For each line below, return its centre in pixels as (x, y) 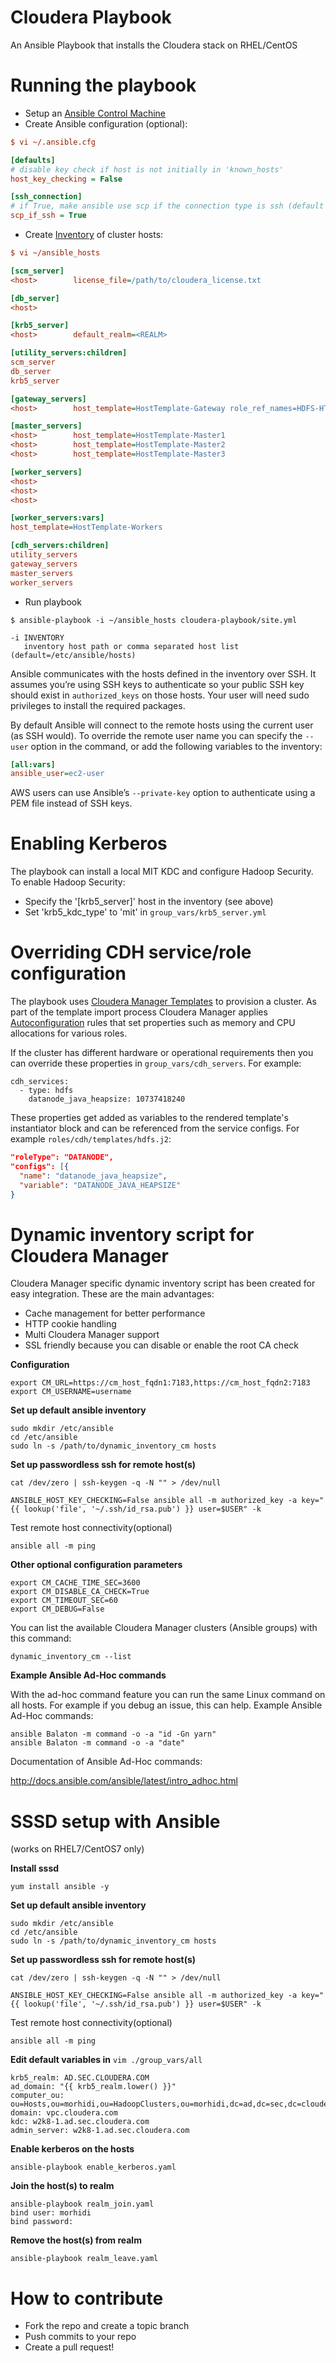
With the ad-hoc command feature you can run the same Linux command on (168, 1695)
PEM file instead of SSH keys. (71, 803)
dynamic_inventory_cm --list (71, 1657)
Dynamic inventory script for (132, 1234)
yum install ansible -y (60, 1887)
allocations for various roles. (69, 1033)
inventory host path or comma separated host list (131, 646)
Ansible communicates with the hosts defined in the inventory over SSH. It (163, 673)
